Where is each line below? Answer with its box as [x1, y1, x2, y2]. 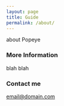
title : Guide [6, 14, 39, 20]
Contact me [6, 79, 41, 88]
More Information [6, 51, 58, 60]
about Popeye [6, 36, 41, 43]
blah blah [6, 64, 29, 71]
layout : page [6, 8, 39, 15]
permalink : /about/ [6, 20, 55, 26]
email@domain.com [6, 93, 56, 100]
